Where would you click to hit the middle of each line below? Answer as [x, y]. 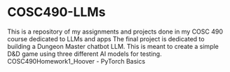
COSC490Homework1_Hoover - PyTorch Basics [76, 61]
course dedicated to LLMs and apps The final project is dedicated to [106, 38]
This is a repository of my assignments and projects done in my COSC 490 [115, 31]
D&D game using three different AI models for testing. [85, 54]
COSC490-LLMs [56, 12]
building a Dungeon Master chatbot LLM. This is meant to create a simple [113, 46]
